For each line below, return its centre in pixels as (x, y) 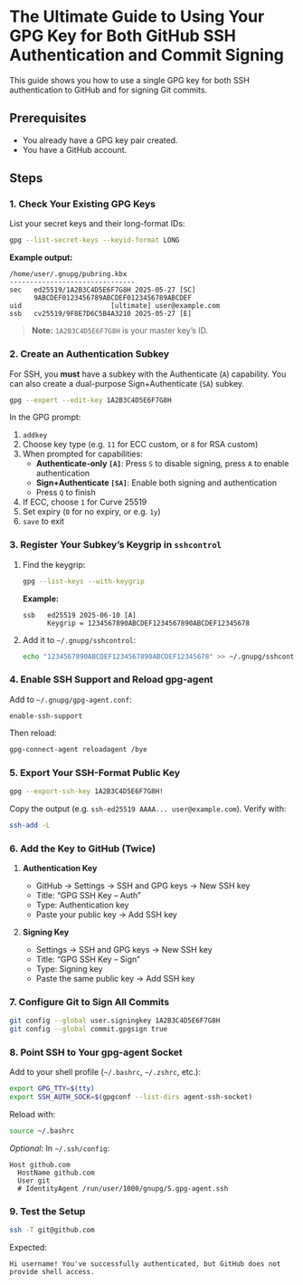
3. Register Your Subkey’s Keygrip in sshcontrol (115, 545)
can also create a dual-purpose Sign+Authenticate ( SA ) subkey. (127, 383)
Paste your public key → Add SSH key (107, 915)
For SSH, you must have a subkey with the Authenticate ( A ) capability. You (148, 374)
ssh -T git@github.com (52, 1230)
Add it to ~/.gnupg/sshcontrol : (79, 639)
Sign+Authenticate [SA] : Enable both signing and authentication (156, 483)
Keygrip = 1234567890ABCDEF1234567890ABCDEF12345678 (148, 623)
